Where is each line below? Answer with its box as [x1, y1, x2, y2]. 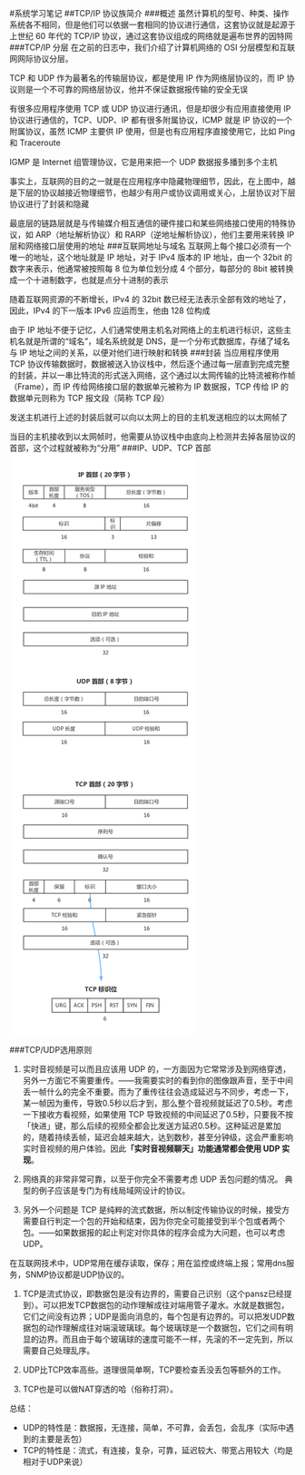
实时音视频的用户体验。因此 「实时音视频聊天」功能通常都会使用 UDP [22, 1143, 280, 1154]
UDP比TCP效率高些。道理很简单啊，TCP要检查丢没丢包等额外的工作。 [22, 1364, 286, 1375]
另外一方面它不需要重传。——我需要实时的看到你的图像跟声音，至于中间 [22, 1075, 293, 1086]
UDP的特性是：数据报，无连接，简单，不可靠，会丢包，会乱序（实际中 [22, 1422, 287, 1432]
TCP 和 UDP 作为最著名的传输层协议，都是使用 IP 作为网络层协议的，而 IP [9, 73, 285, 84]
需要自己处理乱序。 [22, 1345, 95, 1355]
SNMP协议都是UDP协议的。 [25, 1269, 130, 1280]
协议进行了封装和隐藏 [9, 199, 89, 209]
